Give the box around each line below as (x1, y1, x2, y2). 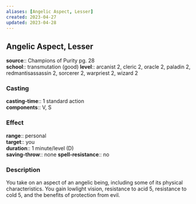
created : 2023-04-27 (6, 14, 57, 20)
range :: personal (6, 132, 46, 139)
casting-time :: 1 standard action (6, 98, 84, 105)
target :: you (6, 138, 35, 145)
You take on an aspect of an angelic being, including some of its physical (6, 179, 183, 186)
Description (6, 166, 41, 174)
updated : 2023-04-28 (6, 19, 57, 25)
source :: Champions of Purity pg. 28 (6, 57, 95, 64)
